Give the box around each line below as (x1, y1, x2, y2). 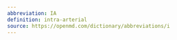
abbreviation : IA (7, 9, 57, 17)
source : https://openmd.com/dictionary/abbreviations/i (7, 22, 170, 29)
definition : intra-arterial (7, 16, 88, 23)
